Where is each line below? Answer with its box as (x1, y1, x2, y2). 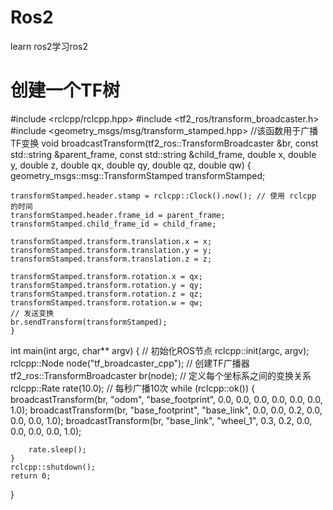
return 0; (10, 471, 52, 481)
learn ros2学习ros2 (10, 40, 88, 52)
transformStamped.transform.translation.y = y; (10, 245, 213, 255)
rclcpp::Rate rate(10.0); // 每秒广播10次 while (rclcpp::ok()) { (10, 382, 255, 394)
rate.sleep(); (28, 444, 87, 455)
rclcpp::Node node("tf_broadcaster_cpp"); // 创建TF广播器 (10, 357, 250, 369)
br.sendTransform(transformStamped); (10, 317, 168, 327)
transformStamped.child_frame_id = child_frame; (10, 219, 217, 229)
